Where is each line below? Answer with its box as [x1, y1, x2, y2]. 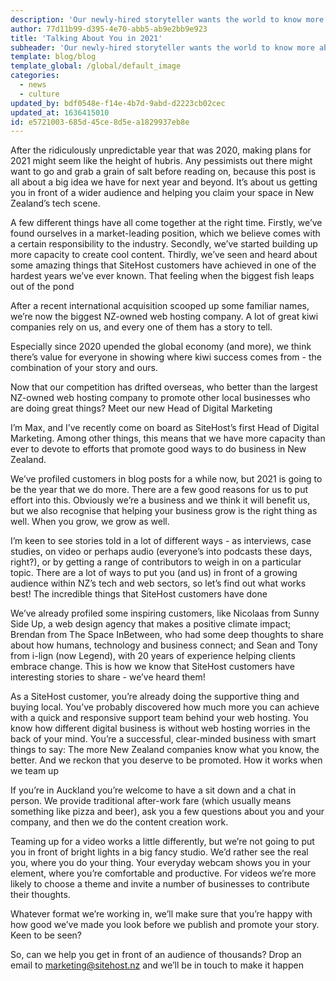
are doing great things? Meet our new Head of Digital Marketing [10, 402, 273, 415]
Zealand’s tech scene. [10, 197, 101, 210]
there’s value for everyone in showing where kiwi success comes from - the [10, 351, 322, 363]
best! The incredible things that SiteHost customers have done [10, 588, 268, 600]
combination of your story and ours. [10, 362, 158, 374]
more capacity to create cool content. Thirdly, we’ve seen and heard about [10, 249, 318, 261]
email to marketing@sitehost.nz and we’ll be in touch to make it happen [10, 959, 304, 971]
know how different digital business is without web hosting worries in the [10, 722, 311, 735]
